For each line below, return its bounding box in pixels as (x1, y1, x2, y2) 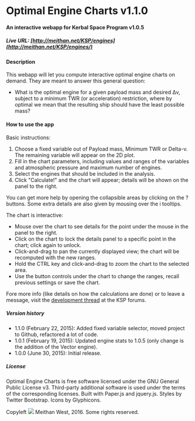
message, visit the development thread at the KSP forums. (6, 296, 146, 303)
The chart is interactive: (6, 211, 63, 218)
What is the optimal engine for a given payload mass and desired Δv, (14, 89, 180, 96)
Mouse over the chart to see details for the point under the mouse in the (14, 223, 189, 230)
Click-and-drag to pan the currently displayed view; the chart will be (14, 248, 180, 255)
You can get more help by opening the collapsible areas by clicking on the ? (6, 194, 189, 201)
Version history (6, 310, 45, 317)
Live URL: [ (6, 37, 33, 45)
